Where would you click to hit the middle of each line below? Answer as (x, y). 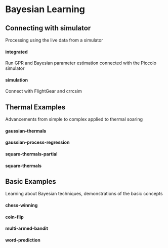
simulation (17, 80)
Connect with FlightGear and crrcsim (44, 91)
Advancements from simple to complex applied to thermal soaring (74, 119)
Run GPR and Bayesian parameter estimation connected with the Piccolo (81, 63)
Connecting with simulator (48, 28)
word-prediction (23, 240)
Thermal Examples (35, 107)
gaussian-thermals (26, 131)
